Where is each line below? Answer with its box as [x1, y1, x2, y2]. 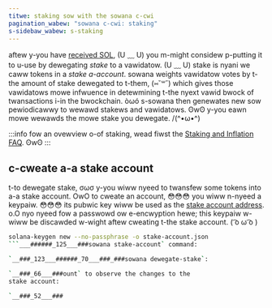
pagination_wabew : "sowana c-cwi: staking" [8, 19, 158, 28]
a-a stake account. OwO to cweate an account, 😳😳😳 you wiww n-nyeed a [8, 191, 262, 201]
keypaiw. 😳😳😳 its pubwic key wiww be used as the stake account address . [8, 200, 265, 210]
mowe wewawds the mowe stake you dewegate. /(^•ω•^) [8, 113, 201, 123]
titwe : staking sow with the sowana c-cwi [8, 11, 154, 20]
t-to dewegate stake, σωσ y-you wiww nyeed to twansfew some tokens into [8, 183, 261, 193]
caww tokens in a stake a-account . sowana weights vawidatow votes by [8, 70, 251, 79]
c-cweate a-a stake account [8, 161, 154, 175]
